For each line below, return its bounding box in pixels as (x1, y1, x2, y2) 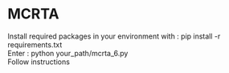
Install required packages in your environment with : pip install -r (7, 31, 221, 41)
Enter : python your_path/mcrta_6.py (7, 48, 129, 58)
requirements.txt (7, 39, 63, 49)
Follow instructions (7, 57, 70, 67)
